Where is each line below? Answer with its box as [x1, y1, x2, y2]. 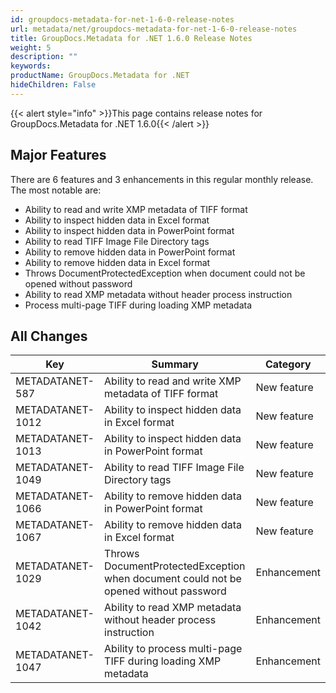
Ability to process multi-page [104, 642, 243, 656]
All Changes [10, 327, 88, 345]
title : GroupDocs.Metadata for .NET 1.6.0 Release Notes [10, 33, 253, 43]
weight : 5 [10, 42, 52, 53]
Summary [151, 357, 199, 371]
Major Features [10, 147, 107, 164]
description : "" [10, 52, 78, 62]
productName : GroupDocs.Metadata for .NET [10, 71, 190, 81]
